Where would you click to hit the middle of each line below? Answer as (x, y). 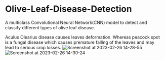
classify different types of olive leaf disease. (50, 27)
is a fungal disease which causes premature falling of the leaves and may (80, 42)
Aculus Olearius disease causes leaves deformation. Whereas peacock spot (82, 37)
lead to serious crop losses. (33, 47)
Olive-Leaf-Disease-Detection (69, 9)
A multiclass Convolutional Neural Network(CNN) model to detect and (76, 22)
